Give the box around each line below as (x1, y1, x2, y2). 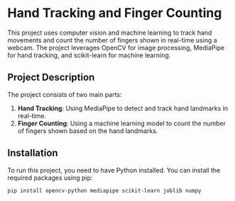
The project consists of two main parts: (7, 90, 122, 98)
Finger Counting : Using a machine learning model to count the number (17, 119, 226, 127)
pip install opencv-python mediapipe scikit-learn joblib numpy (7, 187, 202, 194)
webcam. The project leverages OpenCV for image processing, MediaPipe (7, 43, 225, 52)
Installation (7, 147, 58, 159)
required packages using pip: (7, 173, 93, 182)
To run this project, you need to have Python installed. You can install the (7, 166, 221, 174)
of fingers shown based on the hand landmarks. (17, 126, 158, 135)
